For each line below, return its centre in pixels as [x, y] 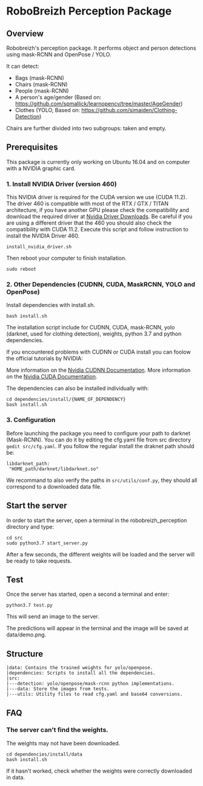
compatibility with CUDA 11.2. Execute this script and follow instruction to [98, 230]
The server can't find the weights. [58, 730]
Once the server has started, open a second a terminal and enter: [88, 594]
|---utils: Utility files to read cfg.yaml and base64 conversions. [95, 695]
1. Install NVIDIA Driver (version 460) [62, 184]
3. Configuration [31, 420]
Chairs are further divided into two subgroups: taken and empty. [86, 128]
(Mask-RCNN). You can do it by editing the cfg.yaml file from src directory [99, 440]
